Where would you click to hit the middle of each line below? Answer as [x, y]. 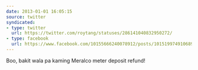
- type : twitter [26, 28]
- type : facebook [27, 38]
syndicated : [21, 22]
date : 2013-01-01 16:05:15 [39, 11]
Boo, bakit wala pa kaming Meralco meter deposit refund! [76, 60]
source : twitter [26, 17]
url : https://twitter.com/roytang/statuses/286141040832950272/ [92, 33]
